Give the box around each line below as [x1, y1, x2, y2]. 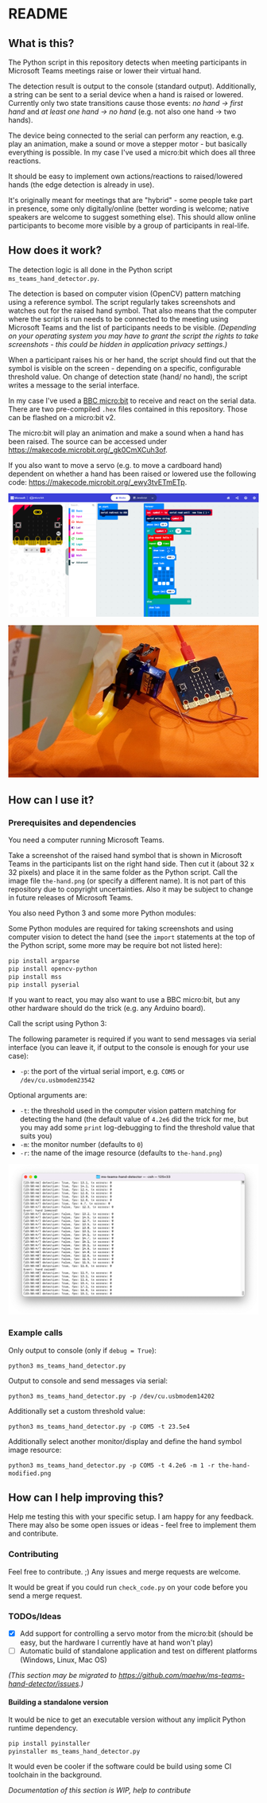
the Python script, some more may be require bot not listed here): [8, 941, 222, 950]
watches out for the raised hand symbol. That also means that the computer [8, 306, 257, 315]
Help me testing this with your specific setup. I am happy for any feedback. [8, 1512, 254, 1521]
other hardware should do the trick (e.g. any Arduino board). [8, 1004, 206, 1013]
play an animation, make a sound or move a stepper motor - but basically [8, 139, 248, 148]
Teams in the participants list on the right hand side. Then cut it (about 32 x [8, 859, 255, 868]
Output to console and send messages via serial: [8, 1376, 168, 1385]
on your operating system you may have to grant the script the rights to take [8, 331, 259, 341]
